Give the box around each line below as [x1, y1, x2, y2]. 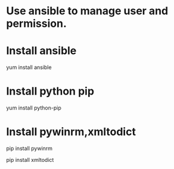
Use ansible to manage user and [6, 4, 169, 18]
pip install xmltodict [6, 157, 54, 163]
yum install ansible [6, 64, 52, 71]
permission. [6, 17, 67, 30]
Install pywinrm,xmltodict [6, 125, 136, 139]
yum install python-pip [6, 104, 61, 111]
